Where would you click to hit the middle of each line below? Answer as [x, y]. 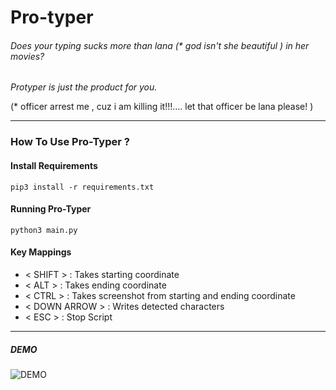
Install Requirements [54, 165]
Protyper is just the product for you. [84, 87]
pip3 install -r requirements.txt [82, 187]
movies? [27, 56]
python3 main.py [44, 230]
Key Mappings [41, 252]
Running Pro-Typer [51, 209]
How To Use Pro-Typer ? [70, 142]
